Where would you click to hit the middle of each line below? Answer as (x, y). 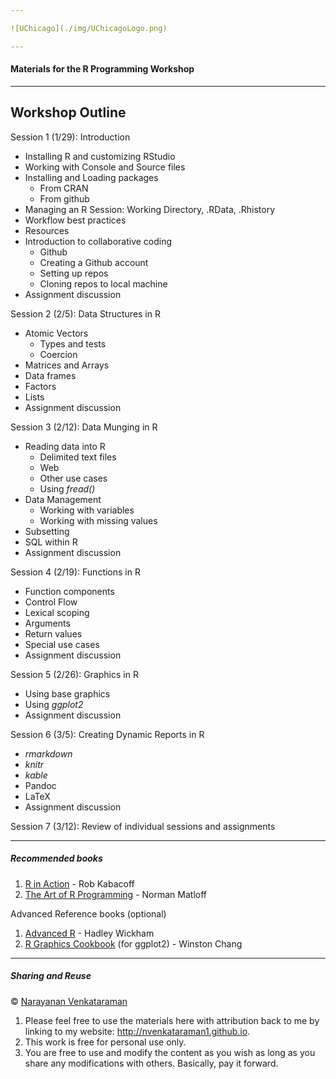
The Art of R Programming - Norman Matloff (115, 894)
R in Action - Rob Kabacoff (79, 883)
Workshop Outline (68, 112)
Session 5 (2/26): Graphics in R (74, 674)
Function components (69, 591)
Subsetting (47, 531)
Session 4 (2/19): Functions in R (75, 572)
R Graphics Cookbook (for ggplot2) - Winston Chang (133, 943)
